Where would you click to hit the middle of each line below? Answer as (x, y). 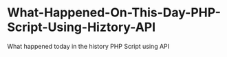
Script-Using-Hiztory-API (82, 27)
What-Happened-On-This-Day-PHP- (114, 13)
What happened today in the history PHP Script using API (88, 46)
